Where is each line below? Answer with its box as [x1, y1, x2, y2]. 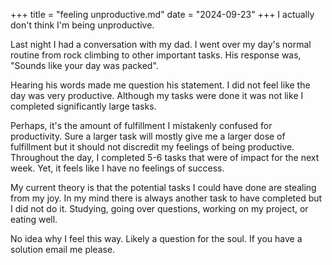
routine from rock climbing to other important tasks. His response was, [10, 49, 302, 61]
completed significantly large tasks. [10, 100, 157, 112]
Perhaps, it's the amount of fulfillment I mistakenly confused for [10, 120, 273, 131]
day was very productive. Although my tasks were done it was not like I [10, 90, 304, 101]
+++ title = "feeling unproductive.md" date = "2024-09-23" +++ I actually [10, 9, 315, 20]
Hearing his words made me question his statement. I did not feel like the [10, 79, 311, 91]
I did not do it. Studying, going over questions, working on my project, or [10, 203, 309, 214]
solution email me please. [10, 244, 116, 255]
